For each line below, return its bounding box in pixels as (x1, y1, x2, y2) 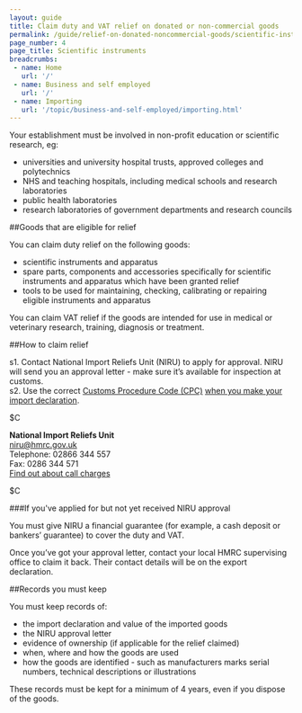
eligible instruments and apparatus (22, 295, 151, 306)
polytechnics (22, 166, 71, 177)
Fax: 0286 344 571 (9, 459, 79, 469)
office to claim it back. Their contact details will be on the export (9, 557, 247, 567)
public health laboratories (22, 195, 118, 206)
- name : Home (13, 64, 63, 73)
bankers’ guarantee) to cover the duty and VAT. (9, 530, 185, 540)
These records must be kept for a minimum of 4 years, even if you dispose (9, 684, 286, 695)
